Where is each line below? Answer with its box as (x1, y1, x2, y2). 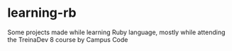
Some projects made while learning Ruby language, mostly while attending (7, 28, 226, 36)
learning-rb (7, 5, 77, 21)
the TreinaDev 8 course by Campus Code (7, 35, 128, 43)
